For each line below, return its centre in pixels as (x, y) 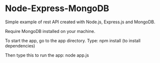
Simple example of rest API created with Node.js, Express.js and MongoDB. (80, 22)
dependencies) (20, 46)
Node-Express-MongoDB (57, 8)
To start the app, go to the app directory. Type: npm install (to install (73, 40)
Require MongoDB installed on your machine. (50, 31)
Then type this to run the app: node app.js (47, 55)
